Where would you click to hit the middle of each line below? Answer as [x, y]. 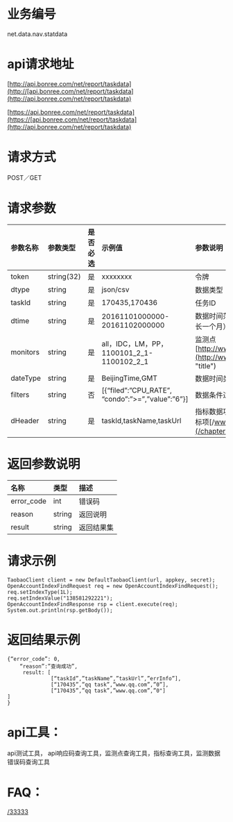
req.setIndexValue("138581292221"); [60, 598]
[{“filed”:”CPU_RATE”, [137, 390]
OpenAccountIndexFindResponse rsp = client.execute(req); [93, 604]
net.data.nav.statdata [37, 34]
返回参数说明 [44, 464]
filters [20, 395]
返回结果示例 [44, 640]
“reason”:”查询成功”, [49, 666]
